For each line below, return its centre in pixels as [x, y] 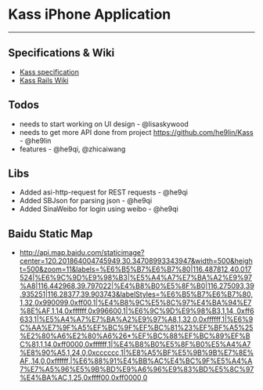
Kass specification [49, 71]
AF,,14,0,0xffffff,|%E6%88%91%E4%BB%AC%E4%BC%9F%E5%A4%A [136, 361]
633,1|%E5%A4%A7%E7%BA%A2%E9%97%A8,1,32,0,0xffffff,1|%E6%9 [136, 319]
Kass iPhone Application [90, 15]
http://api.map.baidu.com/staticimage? [82, 253]
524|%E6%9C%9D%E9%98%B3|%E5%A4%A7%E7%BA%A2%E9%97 [136, 278]
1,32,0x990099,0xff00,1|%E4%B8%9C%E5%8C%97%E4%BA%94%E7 [135, 303]
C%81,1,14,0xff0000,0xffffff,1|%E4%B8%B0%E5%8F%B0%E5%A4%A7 [135, 344]
